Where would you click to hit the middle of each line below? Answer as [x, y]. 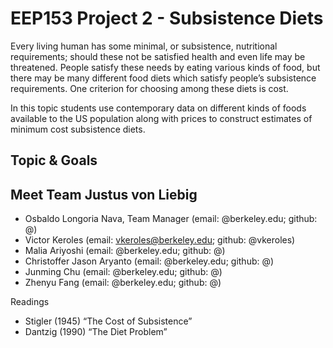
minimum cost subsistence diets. [78, 129]
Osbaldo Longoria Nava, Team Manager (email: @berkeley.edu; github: [171, 219]
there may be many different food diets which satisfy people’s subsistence [163, 78]
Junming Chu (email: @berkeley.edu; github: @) [123, 272]
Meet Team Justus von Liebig [104, 194]
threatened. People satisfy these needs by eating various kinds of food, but [165, 67]
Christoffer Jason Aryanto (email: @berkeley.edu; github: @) [149, 261]
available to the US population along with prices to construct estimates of [161, 118]
